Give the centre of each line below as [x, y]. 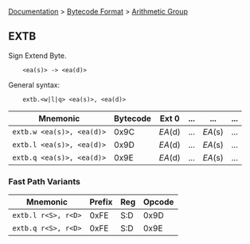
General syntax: [34, 85]
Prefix [101, 202]
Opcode [158, 202]
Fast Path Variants [45, 181]
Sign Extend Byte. [37, 56]
